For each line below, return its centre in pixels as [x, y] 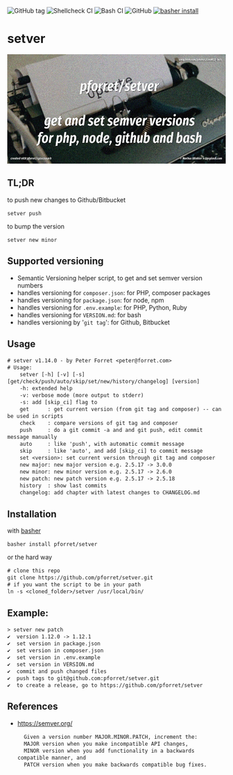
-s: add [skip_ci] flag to [59, 403]
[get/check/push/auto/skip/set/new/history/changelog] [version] [103, 382]
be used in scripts [35, 417]
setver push [24, 213]
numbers [30, 285]
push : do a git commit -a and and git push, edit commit [111, 431]
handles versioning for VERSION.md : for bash [79, 315]
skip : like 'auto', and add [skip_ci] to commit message [111, 451]
